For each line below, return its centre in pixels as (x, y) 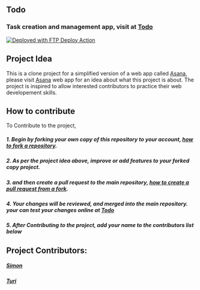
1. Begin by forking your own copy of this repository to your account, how (100, 139)
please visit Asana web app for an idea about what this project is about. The (100, 80)
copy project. (23, 167)
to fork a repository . (32, 146)
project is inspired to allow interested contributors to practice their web (94, 86)
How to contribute (41, 111)
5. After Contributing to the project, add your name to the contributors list (100, 225)
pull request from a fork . (37, 189)
